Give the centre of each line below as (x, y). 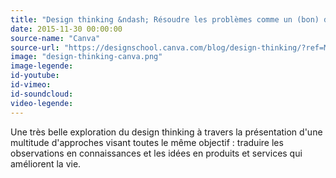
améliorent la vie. (46, 163)
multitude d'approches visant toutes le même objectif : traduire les (147, 142)
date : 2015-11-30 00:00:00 (66, 29)
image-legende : (42, 66)
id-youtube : (35, 76)
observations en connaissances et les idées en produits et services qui (156, 153)
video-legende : (42, 103)
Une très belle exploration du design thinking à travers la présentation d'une (166, 132)
